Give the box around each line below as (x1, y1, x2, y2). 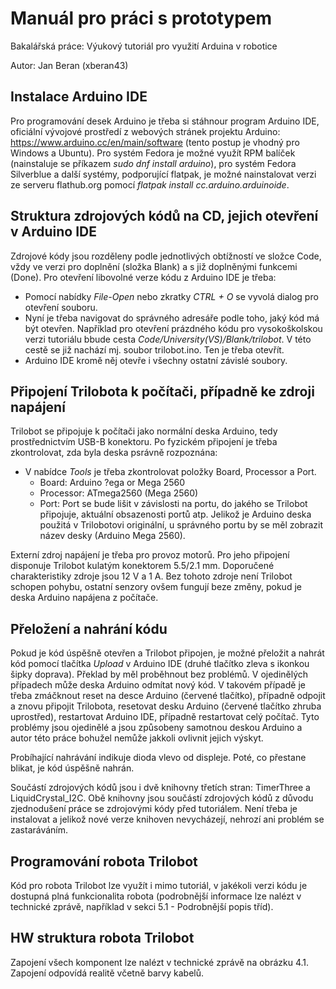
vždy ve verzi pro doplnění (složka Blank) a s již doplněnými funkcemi (10, 260, 298, 272)
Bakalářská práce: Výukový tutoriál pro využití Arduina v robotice (10, 40, 278, 52)
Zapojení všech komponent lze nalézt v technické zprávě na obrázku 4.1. (10, 956, 310, 968)
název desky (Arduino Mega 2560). (39, 530, 186, 542)
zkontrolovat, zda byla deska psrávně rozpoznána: (10, 447, 218, 459)
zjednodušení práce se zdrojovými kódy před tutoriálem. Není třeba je (10, 803, 298, 815)
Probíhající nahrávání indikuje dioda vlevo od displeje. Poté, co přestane (10, 752, 307, 764)
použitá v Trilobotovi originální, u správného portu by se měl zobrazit (39, 519, 324, 531)
